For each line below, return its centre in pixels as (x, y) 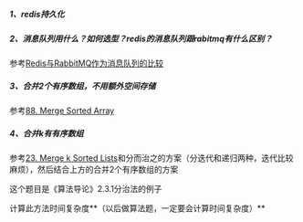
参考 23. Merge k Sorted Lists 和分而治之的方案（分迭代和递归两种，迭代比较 (151, 158)
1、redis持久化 (37, 14)
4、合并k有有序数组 (47, 133)
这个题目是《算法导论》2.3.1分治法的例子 (86, 189)
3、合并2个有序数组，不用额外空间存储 (83, 86)
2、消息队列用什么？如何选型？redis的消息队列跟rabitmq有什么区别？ (141, 38)
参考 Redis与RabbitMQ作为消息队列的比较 (87, 63)
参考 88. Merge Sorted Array (62, 111)
